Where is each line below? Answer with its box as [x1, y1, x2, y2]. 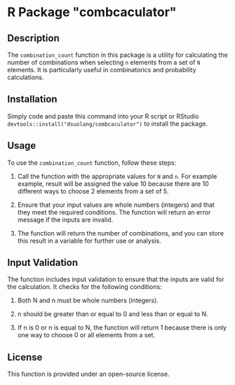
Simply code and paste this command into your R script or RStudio [7, 112, 199, 120]
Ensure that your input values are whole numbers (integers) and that [17, 201, 215, 209]
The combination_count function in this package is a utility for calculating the [7, 50, 228, 59]
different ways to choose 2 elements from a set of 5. [17, 187, 169, 195]
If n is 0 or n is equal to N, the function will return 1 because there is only [17, 323, 227, 332]
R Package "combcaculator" [7, 4, 177, 20]
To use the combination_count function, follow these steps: [7, 158, 177, 167]
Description [7, 32, 60, 44]
